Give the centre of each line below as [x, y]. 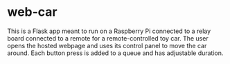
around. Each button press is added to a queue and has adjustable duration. [115, 53]
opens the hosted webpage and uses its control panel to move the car [107, 45]
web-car [32, 12]
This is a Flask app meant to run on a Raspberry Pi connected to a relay [109, 31]
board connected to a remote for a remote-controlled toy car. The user [108, 38]
